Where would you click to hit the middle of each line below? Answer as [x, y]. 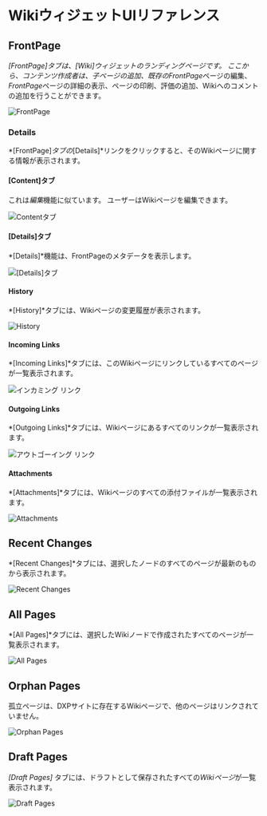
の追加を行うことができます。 [57, 95]
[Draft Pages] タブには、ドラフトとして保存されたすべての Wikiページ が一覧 [132, 777]
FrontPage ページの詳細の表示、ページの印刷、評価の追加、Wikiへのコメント [133, 85]
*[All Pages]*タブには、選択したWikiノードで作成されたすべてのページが [128, 635]
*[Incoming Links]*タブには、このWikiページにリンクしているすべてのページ [133, 363]
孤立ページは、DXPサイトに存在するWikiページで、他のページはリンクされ [130, 706]
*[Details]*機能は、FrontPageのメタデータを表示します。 [102, 255]
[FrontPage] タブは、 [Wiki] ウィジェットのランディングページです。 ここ [125, 65]
